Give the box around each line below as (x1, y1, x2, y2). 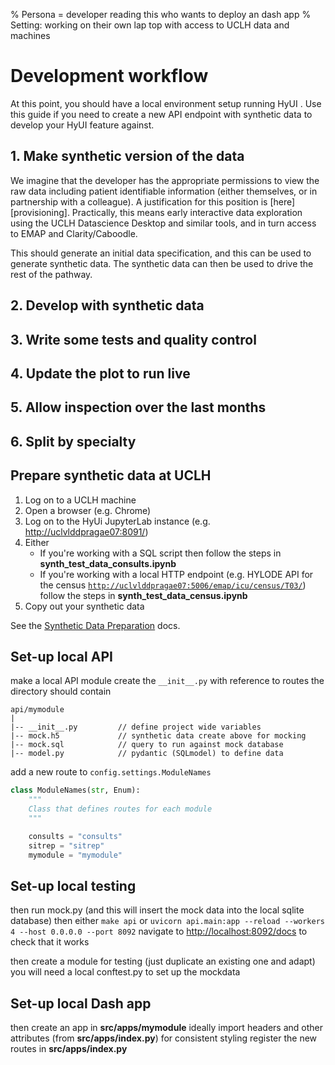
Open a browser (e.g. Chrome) (24, 504, 152, 516)
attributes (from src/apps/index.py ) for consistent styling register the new (10, 1032, 318, 1044)
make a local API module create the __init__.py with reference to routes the (10, 675, 325, 687)
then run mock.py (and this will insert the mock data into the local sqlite (10, 904, 305, 916)
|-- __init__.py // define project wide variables (10, 722, 262, 733)
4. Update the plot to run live (10, 365, 191, 382)
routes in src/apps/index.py (10, 1043, 128, 1055)
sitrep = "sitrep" (28, 840, 105, 851)
